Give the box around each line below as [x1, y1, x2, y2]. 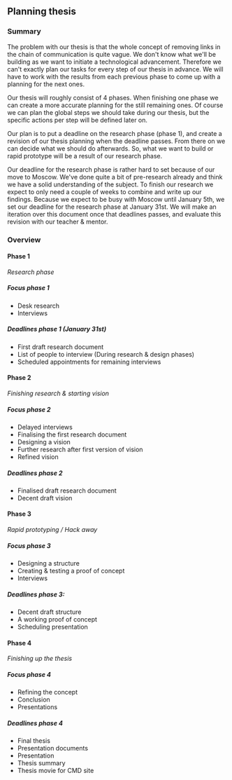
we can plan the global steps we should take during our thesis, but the [7, 108, 210, 116]
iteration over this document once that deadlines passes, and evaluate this [7, 210, 222, 218]
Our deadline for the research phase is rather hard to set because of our [7, 165, 215, 174]
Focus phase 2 [7, 405, 51, 413]
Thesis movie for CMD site [17, 767, 94, 775]
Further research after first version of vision [17, 445, 143, 453]
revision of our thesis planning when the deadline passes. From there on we [7, 137, 226, 145]
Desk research [17, 301, 60, 310]
